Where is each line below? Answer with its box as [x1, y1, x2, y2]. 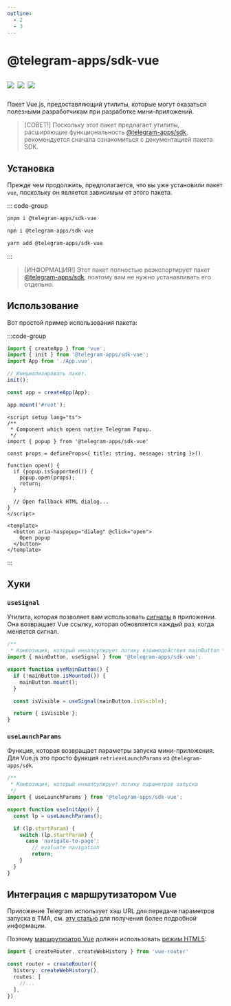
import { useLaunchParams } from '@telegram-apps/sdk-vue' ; [7, 794, 184, 801]
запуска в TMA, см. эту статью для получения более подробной [7, 914, 197, 923]
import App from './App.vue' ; [7, 358, 94, 365]
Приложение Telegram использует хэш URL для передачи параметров [7, 907, 214, 915]
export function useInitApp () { [7, 806, 100, 813]
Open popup [19, 534, 51, 541]
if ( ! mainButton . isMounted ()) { [13, 672, 107, 679]
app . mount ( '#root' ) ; [7, 401, 67, 408]
